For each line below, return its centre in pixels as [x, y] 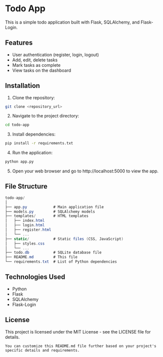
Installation [23, 86]
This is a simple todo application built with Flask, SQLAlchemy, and [72, 22]
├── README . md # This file [41, 257]
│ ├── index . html [25, 221]
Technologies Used [35, 277]
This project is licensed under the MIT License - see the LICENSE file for [78, 331]
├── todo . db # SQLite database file [53, 253]
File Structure [26, 186]
